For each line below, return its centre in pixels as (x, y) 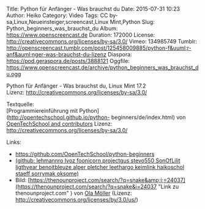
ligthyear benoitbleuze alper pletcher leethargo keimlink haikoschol (100, 167)
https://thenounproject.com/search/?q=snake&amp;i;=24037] (107, 180)
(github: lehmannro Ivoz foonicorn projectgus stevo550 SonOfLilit (98, 161)
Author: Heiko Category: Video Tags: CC (57, 15)
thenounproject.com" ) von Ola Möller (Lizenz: (73, 193)
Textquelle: (20, 104)
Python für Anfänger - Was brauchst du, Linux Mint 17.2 (76, 86)
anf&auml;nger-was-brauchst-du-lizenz (57, 54)
